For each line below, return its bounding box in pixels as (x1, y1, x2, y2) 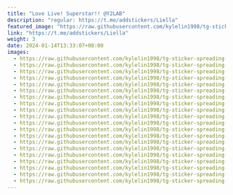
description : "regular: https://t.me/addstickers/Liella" (7, 17, 178, 24)
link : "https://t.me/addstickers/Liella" (7, 29, 129, 37)
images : (7, 49, 30, 56)
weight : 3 (7, 36, 36, 43)
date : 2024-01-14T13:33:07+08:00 (7, 42, 104, 49)
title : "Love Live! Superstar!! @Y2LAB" (7, 10, 126, 17)
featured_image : (7, 23, 54, 30)
